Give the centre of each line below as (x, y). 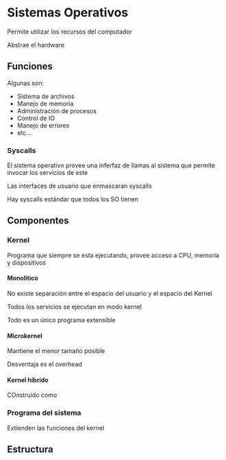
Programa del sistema (44, 413)
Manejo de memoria (45, 104)
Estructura (30, 449)
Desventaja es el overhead (45, 364)
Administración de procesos (57, 110)
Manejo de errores (43, 125)
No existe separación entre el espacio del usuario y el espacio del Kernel (110, 293)
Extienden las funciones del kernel (56, 428)
